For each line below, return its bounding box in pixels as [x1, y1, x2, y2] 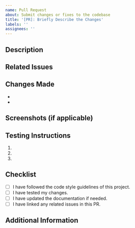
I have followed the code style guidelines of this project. [12, 184, 130, 190]
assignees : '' [5, 27, 36, 32]
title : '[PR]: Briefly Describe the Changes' [5, 17, 103, 22]
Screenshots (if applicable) [5, 114, 93, 122]
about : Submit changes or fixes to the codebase [5, 12, 111, 17]
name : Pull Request [5, 7, 47, 13]
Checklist [5, 170, 37, 179]
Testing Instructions [5, 131, 71, 140]
